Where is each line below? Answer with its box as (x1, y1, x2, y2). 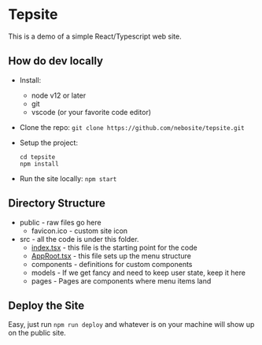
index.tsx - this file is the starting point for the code (31, 243, 198, 252)
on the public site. (8, 328, 67, 338)
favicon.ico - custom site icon (31, 226, 128, 236)
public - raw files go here (19, 217, 101, 227)
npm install (19, 160, 59, 168)
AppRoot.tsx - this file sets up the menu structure (31, 250, 191, 261)
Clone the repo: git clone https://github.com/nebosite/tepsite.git (19, 122, 245, 132)
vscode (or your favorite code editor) (31, 107, 152, 117)
